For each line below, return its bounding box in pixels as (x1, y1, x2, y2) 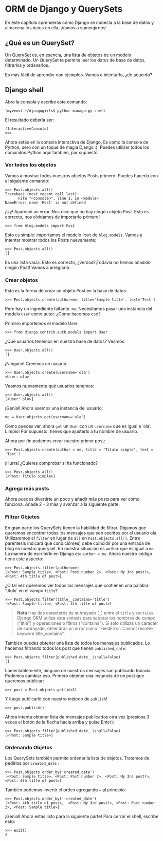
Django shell (5, 86, 44, 94)
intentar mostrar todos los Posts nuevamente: (5, 237, 96, 243)
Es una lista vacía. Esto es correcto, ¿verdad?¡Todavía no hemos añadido (5, 259, 151, 265)
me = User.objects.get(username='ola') (5, 415, 86, 420)
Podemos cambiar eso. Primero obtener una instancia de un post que (5, 673, 145, 678)
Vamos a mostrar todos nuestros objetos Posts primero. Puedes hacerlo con (5, 172, 158, 179)
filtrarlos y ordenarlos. (5, 62, 50, 68)
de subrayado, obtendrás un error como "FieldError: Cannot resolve (17, 625, 153, 631)
